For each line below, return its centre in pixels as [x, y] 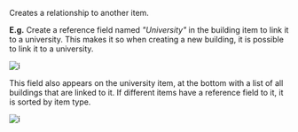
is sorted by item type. [50, 102]
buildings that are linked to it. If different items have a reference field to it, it [146, 93]
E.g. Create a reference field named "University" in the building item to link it [149, 30]
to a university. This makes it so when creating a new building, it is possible [146, 39]
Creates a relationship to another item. [79, 13]
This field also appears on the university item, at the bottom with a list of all [146, 83]
